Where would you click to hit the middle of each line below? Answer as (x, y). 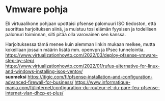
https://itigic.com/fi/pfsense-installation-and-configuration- (90, 77)
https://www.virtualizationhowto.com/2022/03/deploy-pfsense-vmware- (81, 55)
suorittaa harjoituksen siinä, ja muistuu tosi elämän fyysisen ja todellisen (81, 29)
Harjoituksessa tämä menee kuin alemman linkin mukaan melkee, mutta (80, 44)
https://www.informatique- (103, 82)
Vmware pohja (37, 9)
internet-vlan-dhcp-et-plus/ (34, 93)
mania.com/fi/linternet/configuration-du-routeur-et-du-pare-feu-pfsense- (83, 87)
